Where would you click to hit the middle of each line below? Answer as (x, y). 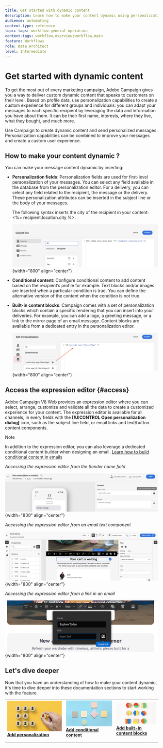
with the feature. (21, 693)
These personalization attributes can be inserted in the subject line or (81, 198)
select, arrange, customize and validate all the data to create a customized (80, 407)
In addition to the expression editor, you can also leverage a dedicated (75, 447)
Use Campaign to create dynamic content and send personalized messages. (81, 130)
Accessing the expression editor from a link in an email (60, 593)
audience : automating (27, 20)
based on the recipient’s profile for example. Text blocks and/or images (83, 285)
